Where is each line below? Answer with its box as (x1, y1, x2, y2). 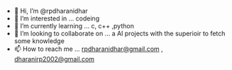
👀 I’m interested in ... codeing (13, 14, 100, 23)
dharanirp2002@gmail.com (13, 55, 94, 63)
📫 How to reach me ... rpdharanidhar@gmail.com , (13, 45, 163, 53)
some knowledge (13, 37, 65, 45)
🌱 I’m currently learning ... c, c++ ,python (13, 22, 135, 30)
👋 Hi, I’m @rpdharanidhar (13, 7, 89, 15)
